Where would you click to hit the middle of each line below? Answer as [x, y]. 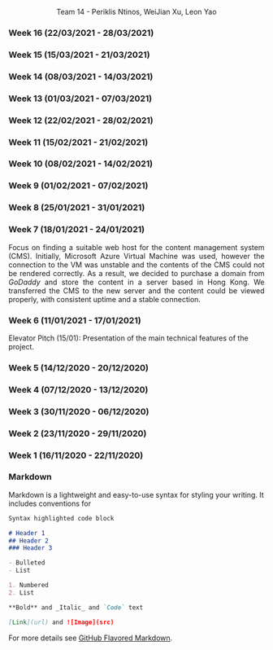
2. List [22, 593]
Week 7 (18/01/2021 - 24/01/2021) [76, 230]
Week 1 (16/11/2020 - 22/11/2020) [76, 455]
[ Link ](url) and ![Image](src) [61, 622]
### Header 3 [30, 548]
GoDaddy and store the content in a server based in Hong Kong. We [136, 282]
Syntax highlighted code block [61, 518]
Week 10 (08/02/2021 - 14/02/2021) [80, 164]
